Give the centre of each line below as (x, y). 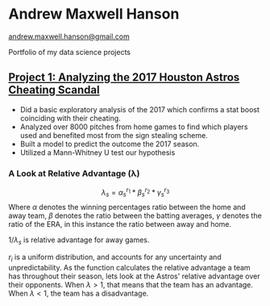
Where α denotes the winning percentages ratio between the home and (127, 207)
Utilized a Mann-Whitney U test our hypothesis (98, 152)
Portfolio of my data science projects (70, 52)
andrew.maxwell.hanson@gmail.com (69, 36)
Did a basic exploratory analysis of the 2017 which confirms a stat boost (140, 109)
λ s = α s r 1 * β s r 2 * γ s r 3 (135, 193)
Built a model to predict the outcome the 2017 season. (110, 144)
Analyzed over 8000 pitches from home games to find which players (134, 127)
